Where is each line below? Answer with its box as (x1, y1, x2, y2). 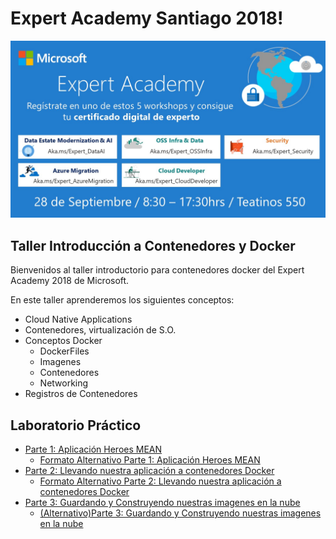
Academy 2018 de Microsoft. (10, 275, 130, 287)
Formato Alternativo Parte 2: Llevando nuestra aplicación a (39, 475, 282, 487)
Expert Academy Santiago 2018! (10, 7, 284, 30)
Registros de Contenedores (24, 388, 138, 400)
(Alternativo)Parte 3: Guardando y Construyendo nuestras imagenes (39, 507, 322, 519)
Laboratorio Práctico (10, 417, 142, 434)
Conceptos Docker (24, 335, 103, 347)
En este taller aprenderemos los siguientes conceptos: (10, 294, 235, 306)
